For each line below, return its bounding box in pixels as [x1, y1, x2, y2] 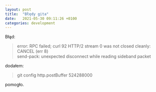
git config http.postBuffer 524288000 [17, 72, 93, 78]
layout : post [5, 7, 32, 12]
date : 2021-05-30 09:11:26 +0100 [5, 16, 77, 21]
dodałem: [5, 63, 24, 69]
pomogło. [5, 82, 24, 88]
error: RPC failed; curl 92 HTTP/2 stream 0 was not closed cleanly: [17, 43, 151, 49]
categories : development [5, 20, 55, 26]
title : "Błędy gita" [5, 12, 49, 16]
